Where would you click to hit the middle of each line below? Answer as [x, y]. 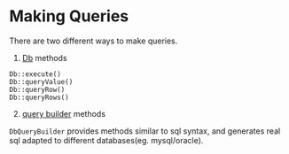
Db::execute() [35, 74]
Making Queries [69, 16]
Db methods [45, 58]
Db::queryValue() [41, 81]
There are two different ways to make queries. [94, 41]
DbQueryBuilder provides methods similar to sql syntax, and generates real [145, 131]
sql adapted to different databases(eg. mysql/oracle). [106, 140]
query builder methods [64, 113]
